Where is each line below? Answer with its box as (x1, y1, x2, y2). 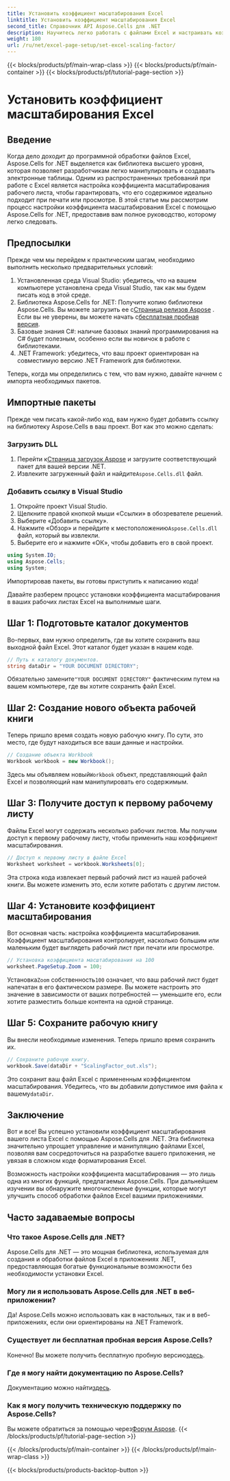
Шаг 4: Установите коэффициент (7, 900, 155, 912)
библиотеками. (16, 341, 62, 350)
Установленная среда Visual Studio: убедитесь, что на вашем (16, 276, 197, 285)
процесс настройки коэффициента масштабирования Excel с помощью (7, 203, 217, 211)
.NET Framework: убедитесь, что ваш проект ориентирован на (16, 349, 200, 357)
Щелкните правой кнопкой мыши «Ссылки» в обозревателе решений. (16, 509, 223, 518)
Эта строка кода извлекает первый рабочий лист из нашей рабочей (7, 873, 207, 881)
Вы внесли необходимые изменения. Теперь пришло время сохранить (7, 1035, 216, 1044)
